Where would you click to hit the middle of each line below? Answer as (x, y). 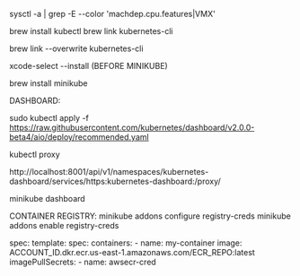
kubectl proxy (35, 154)
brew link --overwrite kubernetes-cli (76, 48)
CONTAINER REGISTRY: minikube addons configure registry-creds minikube (150, 216)
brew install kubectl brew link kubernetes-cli (91, 31)
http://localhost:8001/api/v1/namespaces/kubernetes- (109, 172)
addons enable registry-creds (64, 225)
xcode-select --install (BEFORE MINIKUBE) (88, 66)
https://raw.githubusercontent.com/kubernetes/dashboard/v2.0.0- (132, 127)
